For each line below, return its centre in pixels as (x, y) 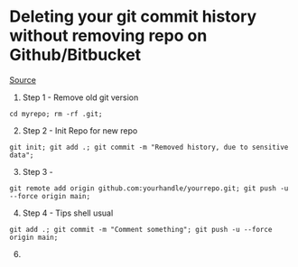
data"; (22, 155)
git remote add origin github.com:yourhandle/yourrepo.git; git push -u (149, 188)
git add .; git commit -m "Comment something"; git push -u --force (141, 229)
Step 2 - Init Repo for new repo (80, 130)
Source (23, 79)
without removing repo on (108, 36)
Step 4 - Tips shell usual (68, 213)
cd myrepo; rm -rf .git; (56, 114)
